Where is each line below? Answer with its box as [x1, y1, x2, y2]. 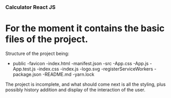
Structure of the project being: [5, 50, 69, 56]
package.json [12, 71, 42, 77]
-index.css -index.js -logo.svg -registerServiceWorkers [36, 66, 153, 72]
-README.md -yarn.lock [43, 71, 94, 77]
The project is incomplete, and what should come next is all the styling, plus [5, 81, 166, 87]
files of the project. [5, 33, 88, 45]
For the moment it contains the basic [5, 23, 165, 34]
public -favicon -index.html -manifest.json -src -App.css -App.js [12, 60, 149, 66]
